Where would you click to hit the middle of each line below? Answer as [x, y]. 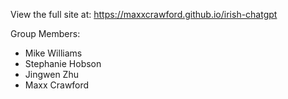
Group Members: [45, 33]
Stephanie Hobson [63, 63]
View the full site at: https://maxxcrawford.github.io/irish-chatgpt [144, 14]
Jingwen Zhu [51, 74]
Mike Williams [53, 53]
